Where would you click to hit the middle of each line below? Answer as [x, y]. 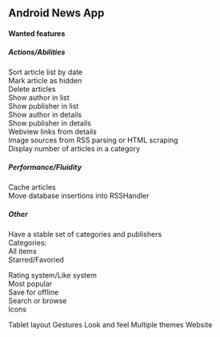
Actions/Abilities [37, 52]
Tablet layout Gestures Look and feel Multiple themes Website [110, 324]
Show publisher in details [50, 122]
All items [23, 251]
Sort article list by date [46, 72]
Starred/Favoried [36, 259]
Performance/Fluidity [45, 166]
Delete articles [32, 89]
